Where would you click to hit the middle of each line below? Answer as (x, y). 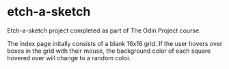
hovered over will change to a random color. (69, 57)
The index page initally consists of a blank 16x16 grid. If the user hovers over (115, 43)
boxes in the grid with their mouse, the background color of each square (109, 51)
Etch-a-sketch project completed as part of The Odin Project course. (104, 30)
